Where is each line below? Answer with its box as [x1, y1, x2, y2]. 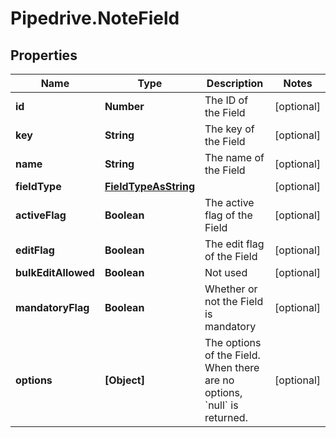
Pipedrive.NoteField [10, 7, 180, 30]
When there [204, 361, 260, 374]
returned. [204, 411, 248, 424]
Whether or [204, 282, 258, 296]
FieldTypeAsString [104, 180, 195, 193]
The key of [204, 122, 255, 136]
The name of [204, 151, 265, 164]
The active [204, 196, 255, 209]
